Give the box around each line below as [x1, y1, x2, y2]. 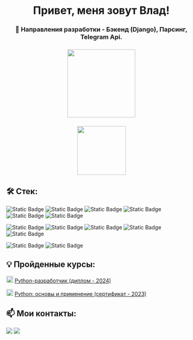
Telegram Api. [80, 33, 122, 41]
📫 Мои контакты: [6, 308, 77, 318]
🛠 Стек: [6, 186, 38, 197]
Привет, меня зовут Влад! [33, 4, 170, 18]
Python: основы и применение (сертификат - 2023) [14, 290, 147, 297]
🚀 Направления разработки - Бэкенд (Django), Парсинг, [14, 25, 188, 34]
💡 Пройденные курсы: [6, 260, 95, 270]
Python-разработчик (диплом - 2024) [14, 276, 112, 284]
